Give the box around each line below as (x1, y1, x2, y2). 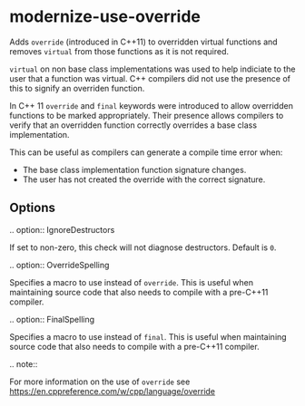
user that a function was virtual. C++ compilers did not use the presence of (9, 72, 290, 83)
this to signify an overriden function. (9, 82, 145, 93)
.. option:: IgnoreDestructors (9, 224, 115, 235)
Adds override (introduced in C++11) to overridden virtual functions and (9, 36, 279, 47)
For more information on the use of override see (9, 376, 191, 387)
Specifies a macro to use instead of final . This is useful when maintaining (9, 331, 288, 342)
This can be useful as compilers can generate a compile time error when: (9, 147, 283, 158)
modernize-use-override (9, 6, 202, 27)
